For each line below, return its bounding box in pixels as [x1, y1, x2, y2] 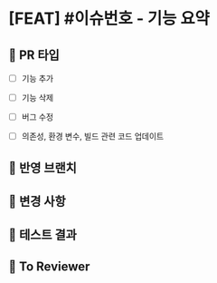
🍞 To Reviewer [8, 259, 90, 274]
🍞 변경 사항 [8, 194, 67, 210]
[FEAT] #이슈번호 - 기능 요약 [8, 8, 210, 29]
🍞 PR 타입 [8, 47, 60, 63]
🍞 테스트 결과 [8, 228, 78, 243]
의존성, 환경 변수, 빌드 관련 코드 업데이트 [21, 131, 165, 141]
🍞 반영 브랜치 [8, 160, 78, 175]
